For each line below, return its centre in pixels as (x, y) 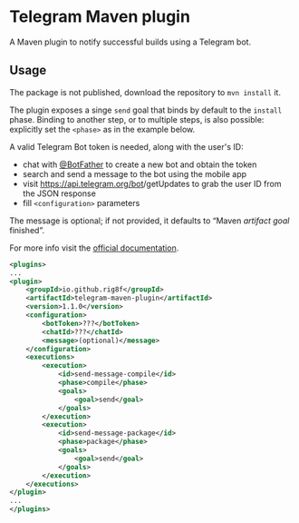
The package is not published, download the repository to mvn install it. (145, 92)
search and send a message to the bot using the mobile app (135, 173)
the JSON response (59, 193)
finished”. (27, 230)
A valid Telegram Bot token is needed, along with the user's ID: (126, 146)
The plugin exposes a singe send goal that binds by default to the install (146, 110)
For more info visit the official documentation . (94, 248)
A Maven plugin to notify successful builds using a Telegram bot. (130, 42)
